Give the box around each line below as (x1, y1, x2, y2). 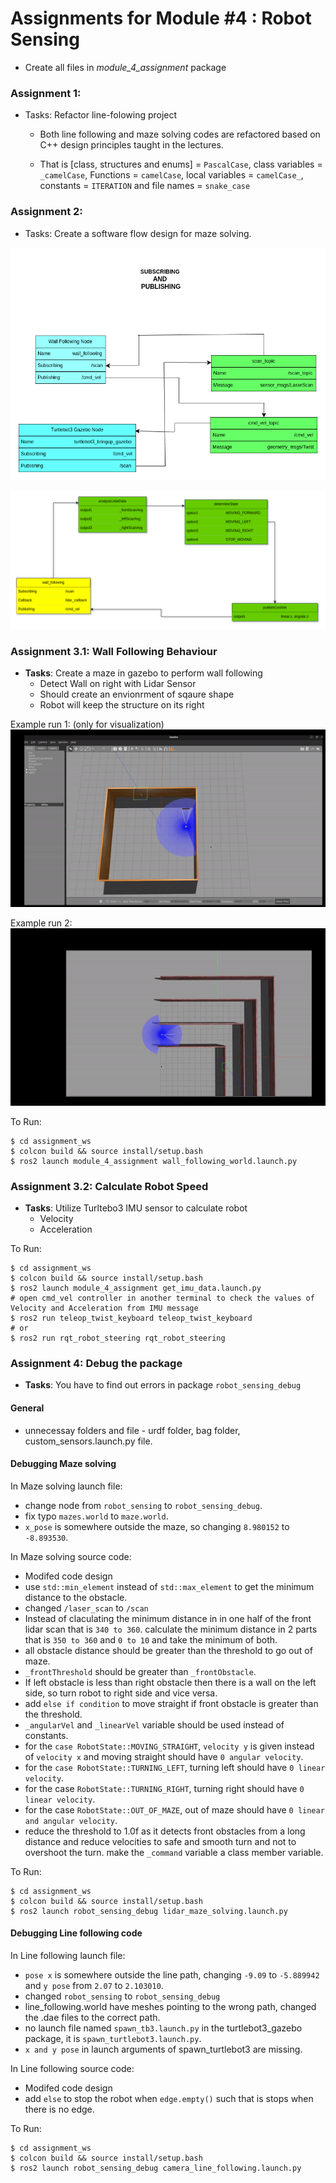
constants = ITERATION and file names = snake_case (39, 180, 251, 192)
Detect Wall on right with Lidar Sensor (39, 678, 197, 690)
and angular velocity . (24, 1814, 118, 1826)
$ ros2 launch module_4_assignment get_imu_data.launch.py (10, 1283, 262, 1294)
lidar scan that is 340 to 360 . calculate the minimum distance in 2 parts (24, 1623, 318, 1635)
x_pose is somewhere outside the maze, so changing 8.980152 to (24, 1520, 290, 1532)
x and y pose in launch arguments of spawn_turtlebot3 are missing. (24, 2043, 303, 2056)
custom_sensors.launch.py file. (24, 1435, 153, 1447)
